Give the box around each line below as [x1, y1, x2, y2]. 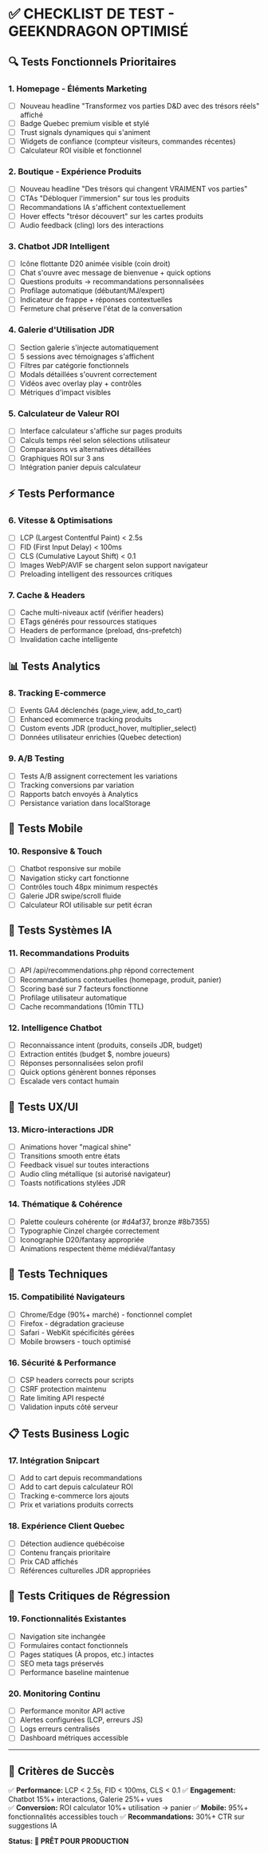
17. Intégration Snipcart [8, 1455, 100, 1466]
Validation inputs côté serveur [19, 1402, 118, 1412]
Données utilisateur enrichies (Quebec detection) [19, 732, 182, 743]
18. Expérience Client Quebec [8, 1520, 125, 1531]
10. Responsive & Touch [8, 846, 102, 857]
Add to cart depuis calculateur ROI [19, 1482, 134, 1492]
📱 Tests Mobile [8, 822, 84, 835]
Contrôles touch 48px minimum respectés [19, 881, 158, 891]
